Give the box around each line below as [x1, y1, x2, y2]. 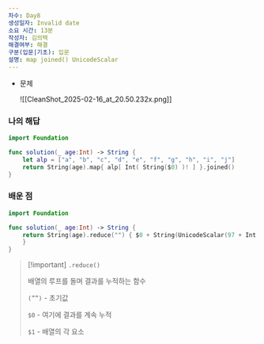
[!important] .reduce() [27, 260, 100, 269]
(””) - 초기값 [27, 293, 69, 303]
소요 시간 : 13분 [8, 26, 54, 34]
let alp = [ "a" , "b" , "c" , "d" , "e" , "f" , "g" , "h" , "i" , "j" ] [22, 155, 236, 163]
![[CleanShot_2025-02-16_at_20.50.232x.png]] [19, 94, 172, 104]
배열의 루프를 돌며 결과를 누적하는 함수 [27, 277, 146, 286]
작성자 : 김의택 [8, 33, 48, 42]
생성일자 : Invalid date [8, 19, 81, 27]
